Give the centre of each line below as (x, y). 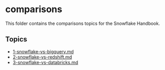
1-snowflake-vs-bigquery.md (43, 51)
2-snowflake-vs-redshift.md (42, 57)
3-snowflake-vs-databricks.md (45, 62)
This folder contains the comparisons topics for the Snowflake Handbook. (83, 23)
